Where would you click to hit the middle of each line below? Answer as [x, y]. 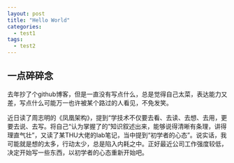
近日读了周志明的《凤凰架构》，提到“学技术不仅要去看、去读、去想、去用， [114, 117]
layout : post [26, 14]
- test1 [25, 33]
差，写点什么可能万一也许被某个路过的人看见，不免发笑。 [90, 102]
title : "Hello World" [39, 20]
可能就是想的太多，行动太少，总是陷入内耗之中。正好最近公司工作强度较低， [117, 143]
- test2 [25, 46]
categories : [24, 26]
